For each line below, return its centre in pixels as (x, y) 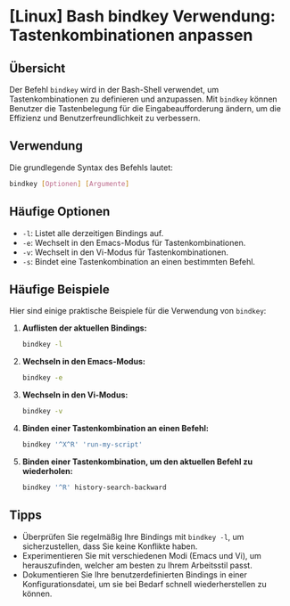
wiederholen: (47, 471)
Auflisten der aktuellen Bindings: (84, 328)
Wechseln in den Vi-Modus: (75, 395)
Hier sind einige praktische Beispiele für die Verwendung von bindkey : (138, 311)
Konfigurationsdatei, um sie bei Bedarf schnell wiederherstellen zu (145, 584)
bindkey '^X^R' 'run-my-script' (82, 444)
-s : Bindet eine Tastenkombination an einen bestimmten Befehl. (139, 261)
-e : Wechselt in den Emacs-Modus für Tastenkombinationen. (134, 242)
